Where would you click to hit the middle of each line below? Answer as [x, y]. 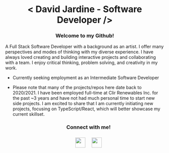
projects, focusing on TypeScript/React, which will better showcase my [86, 109]
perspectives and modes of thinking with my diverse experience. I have [79, 52]
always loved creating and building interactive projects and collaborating [81, 57]
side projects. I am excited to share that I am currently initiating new [83, 104]
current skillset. [29, 114]
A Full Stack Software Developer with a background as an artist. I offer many [84, 47]
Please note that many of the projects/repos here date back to [77, 88]
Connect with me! [89, 127]
